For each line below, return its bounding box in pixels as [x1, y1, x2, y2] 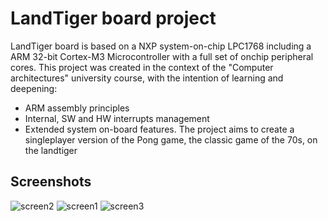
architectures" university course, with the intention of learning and [10, 72, 284, 84]
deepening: [10, 82, 58, 94]
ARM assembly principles [24, 102, 130, 114]
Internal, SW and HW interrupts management [24, 112, 210, 124]
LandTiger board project [10, 7, 217, 30]
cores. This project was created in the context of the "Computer [10, 61, 274, 73]
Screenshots [10, 173, 92, 191]
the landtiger [24, 144, 78, 156]
